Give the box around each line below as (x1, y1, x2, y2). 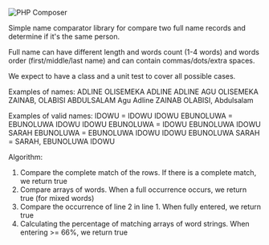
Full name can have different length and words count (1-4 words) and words (8, 47, 259, 56)
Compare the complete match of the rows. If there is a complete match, (19, 168, 257, 177)
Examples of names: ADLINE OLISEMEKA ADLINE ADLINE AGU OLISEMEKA (8, 87, 259, 96)
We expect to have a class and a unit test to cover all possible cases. (8, 71, 236, 80)
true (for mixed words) (19, 194, 95, 202)
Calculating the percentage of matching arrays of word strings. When (19, 219, 251, 228)
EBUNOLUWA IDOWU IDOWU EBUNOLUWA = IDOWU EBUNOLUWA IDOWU (8, 120, 261, 129)
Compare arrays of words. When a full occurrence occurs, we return (19, 185, 247, 194)
